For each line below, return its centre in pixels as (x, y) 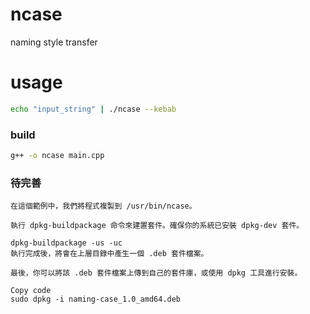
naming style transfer (54, 42)
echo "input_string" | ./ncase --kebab (93, 109)
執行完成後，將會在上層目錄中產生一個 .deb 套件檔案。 (109, 254)
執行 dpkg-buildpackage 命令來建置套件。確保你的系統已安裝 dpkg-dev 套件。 (157, 226)
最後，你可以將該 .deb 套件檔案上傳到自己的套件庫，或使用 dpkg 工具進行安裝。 (156, 273)
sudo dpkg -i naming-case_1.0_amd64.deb (96, 299)
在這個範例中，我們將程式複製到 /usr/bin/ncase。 (103, 206)
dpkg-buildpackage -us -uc (66, 243)
